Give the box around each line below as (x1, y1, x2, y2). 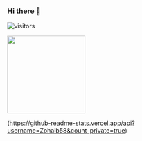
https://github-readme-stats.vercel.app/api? (9, 119, 135, 127)
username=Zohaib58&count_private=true (7, 126, 125, 135)
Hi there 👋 (7, 6, 42, 16)
